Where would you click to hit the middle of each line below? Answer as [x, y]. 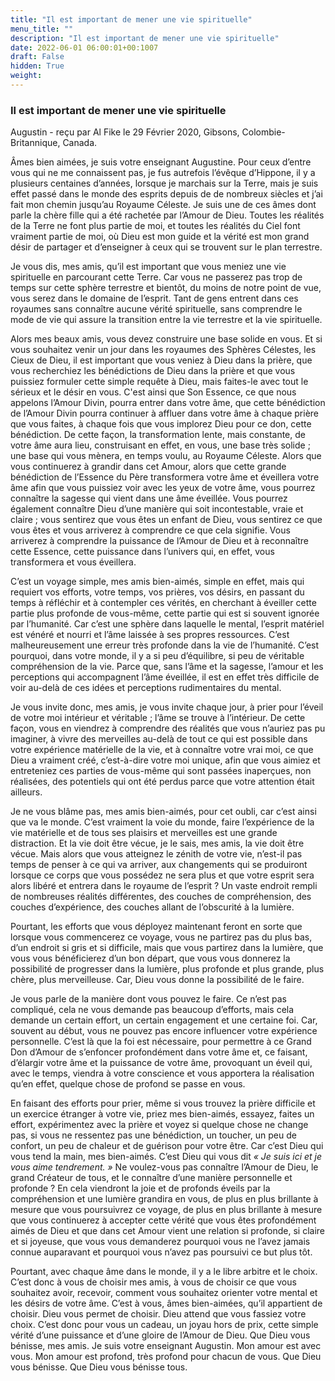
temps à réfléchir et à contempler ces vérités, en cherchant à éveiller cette [163, 603]
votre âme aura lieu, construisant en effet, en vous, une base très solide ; [160, 445]
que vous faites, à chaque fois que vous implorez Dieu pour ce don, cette [161, 424]
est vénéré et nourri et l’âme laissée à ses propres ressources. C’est [150, 635]
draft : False [37, 57]
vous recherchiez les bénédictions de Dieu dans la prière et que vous [153, 371]
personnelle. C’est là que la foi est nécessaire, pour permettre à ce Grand [161, 1042]
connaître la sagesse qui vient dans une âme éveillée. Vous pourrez [149, 498]
